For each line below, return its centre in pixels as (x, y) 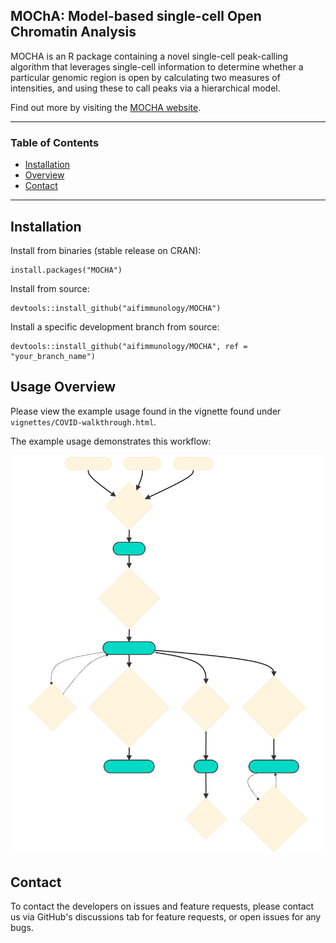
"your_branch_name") (53, 356)
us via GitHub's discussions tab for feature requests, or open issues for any (166, 917)
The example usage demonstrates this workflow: (111, 441)
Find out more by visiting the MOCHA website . (106, 107)
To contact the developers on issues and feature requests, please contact (162, 906)
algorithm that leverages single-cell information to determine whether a (157, 66)
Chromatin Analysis (73, 32)
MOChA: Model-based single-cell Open (136, 16)
